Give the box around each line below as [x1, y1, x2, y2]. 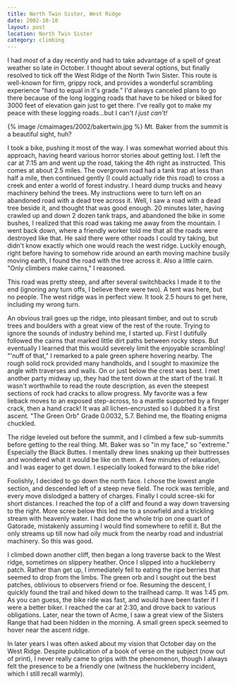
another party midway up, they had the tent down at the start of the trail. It [7, 374, 224, 383]
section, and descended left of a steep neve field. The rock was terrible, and [7, 484, 229, 493]
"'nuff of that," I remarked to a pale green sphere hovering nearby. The [7, 352, 213, 360]
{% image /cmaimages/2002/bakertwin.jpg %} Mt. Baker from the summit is [7, 122, 229, 131]
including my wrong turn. [7, 300, 80, 309]
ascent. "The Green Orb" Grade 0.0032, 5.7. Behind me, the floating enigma [7, 412, 227, 420]
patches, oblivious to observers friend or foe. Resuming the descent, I [7, 581, 210, 589]
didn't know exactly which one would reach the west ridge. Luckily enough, [7, 241, 227, 250]
